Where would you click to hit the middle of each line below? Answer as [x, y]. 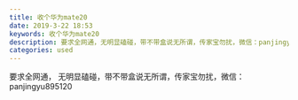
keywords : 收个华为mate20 [55, 34]
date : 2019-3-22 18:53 [51, 26]
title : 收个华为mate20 [48, 17]
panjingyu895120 [41, 87]
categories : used [41, 50]
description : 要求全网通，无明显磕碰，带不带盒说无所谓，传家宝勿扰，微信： [134, 42]
